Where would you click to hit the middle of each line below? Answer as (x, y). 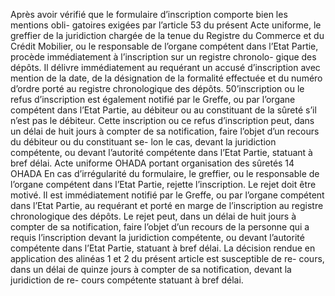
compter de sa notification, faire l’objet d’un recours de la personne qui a (160, 227)
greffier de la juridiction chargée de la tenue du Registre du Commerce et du (167, 35)
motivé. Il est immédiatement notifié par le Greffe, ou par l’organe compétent (167, 195)
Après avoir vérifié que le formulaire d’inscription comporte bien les (149, 14)
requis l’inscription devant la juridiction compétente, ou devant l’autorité (157, 237)
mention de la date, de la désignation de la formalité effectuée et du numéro (166, 78)
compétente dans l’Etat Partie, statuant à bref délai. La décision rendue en (163, 248)
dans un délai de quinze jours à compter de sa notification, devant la (151, 269)
